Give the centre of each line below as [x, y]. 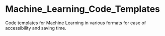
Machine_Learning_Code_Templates [82, 9]
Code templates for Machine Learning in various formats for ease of [76, 23]
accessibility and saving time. [36, 28]
